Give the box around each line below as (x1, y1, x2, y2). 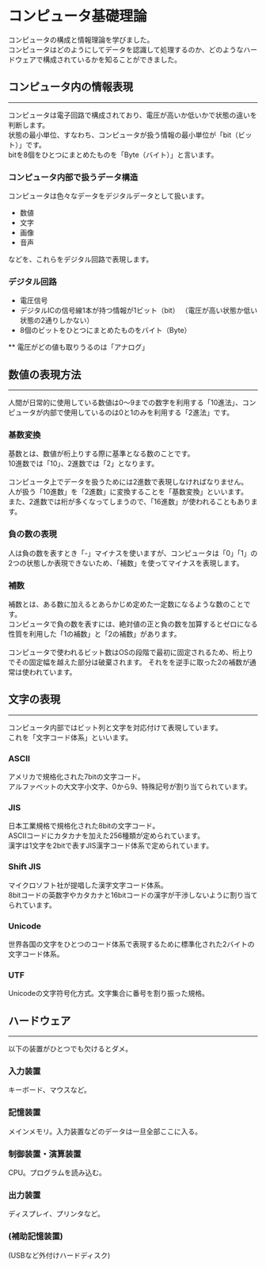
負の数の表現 (8, 529, 58, 540)
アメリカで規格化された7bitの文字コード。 (8, 772, 145, 782)
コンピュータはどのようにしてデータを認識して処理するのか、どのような (8, 44, 244, 54)
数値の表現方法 (8, 368, 82, 381)
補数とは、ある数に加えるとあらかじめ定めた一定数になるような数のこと (8, 599, 244, 609)
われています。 (28, 668, 77, 677)
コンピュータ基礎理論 (8, 7, 148, 25)
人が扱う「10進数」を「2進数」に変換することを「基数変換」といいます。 (8, 487, 248, 496)
